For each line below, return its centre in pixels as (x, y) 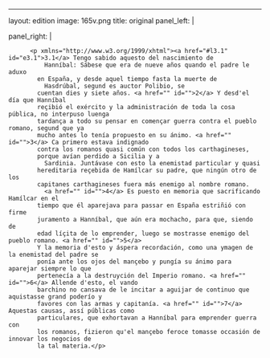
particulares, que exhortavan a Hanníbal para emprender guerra (147, 318)
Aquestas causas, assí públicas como (72, 311)
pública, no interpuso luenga (59, 114)
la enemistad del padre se (53, 254)
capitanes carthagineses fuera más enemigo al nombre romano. (143, 185)
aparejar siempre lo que (50, 269)
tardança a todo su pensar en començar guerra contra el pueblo (147, 121)
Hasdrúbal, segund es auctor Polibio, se (114, 86)
